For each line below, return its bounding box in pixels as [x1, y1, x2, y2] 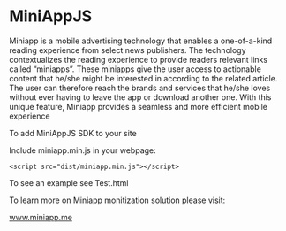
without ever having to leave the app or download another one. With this [9, 91, 272, 103]
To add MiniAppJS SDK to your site [9, 127, 137, 138]
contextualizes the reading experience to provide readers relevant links [9, 54, 267, 65]
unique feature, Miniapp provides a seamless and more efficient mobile [9, 101, 267, 112]
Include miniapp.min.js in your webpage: [9, 144, 156, 156]
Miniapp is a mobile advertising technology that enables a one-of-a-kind [9, 35, 273, 46]
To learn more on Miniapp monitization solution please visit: [9, 195, 226, 205]
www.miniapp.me [9, 212, 73, 222]
